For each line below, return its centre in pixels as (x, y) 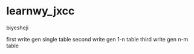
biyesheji (18, 28)
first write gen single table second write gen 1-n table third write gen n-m (97, 39)
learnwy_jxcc (40, 11)
